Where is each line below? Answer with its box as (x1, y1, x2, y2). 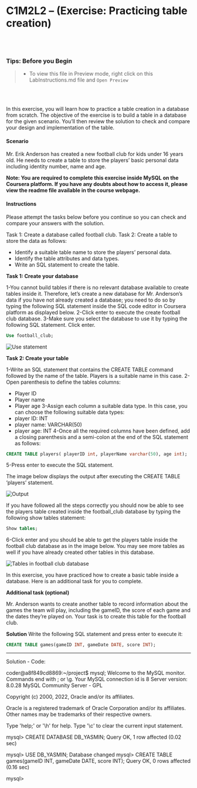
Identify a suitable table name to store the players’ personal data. (14, 248, 172, 256)
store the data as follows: (6, 237, 67, 244)
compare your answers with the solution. (6, 219, 105, 226)
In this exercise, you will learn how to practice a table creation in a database (6, 106, 189, 113)
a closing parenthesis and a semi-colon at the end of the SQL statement (14, 433, 189, 441)
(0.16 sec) (6, 764, 30, 771)
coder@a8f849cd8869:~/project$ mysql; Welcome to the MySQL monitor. (6, 669, 186, 677)
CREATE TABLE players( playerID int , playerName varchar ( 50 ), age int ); (6, 451, 188, 457)
